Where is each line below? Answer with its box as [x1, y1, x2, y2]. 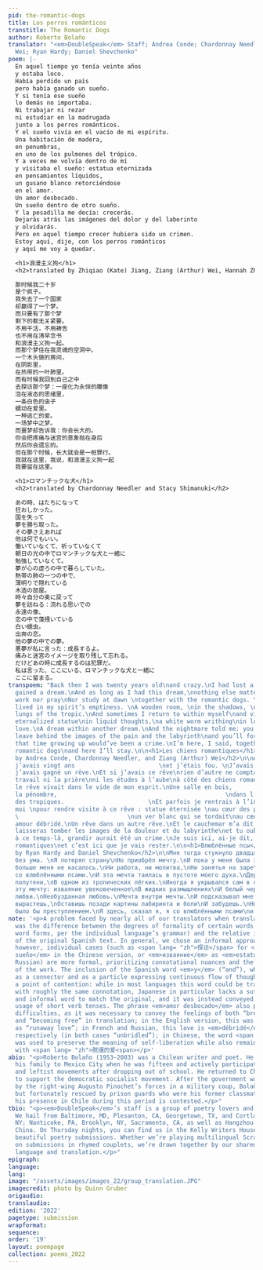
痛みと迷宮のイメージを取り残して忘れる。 [15, 652, 131, 660]
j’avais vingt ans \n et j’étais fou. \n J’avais [15, 761, 254, 769]
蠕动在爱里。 [15, 405, 51, 413]
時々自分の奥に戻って [15, 593, 74, 601]
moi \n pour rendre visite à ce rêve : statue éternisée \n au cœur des [15, 805, 250, 813]
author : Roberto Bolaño [8, 33, 86, 42]
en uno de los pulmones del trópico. [15, 150, 139, 158]
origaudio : [8, 1192, 44, 1200]
